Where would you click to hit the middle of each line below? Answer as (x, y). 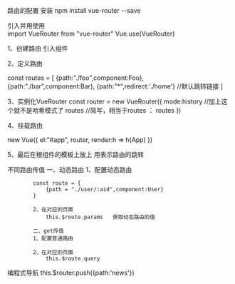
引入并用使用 (26, 26)
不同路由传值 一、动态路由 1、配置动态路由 (70, 169)
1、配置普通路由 (53, 238)
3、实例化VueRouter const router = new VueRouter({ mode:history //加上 (115, 101)
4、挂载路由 (25, 126)
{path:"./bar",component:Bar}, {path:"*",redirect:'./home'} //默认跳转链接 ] (115, 86)
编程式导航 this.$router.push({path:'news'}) (71, 273)
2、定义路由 (25, 64)
